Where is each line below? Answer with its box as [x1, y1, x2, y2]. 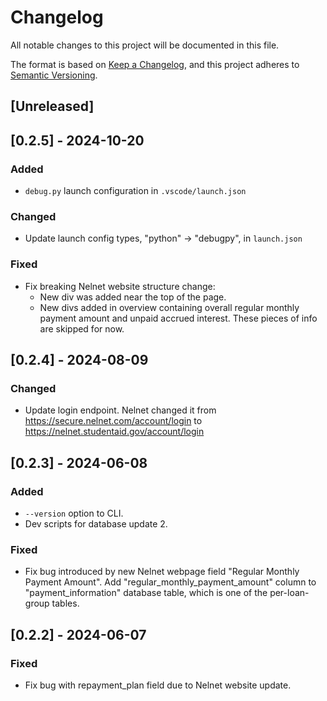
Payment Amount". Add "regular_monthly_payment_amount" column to [24, 576, 317, 588]
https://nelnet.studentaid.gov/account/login [24, 426, 205, 438]
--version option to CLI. [24, 507, 124, 519]
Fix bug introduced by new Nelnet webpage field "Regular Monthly [24, 566, 300, 578]
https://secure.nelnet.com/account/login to [24, 415, 203, 427]
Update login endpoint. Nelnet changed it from [24, 404, 217, 416]
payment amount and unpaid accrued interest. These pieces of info [39, 312, 318, 324]
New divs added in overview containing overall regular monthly [39, 301, 300, 313]
